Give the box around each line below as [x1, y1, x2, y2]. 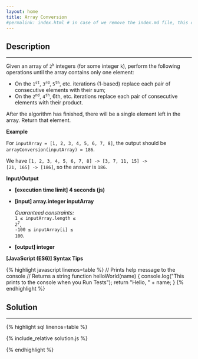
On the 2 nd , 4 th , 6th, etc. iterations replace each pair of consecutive [14, 93, 178, 100]
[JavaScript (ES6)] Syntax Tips [6, 255, 84, 262]
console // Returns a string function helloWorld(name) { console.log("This [6, 272, 184, 280]
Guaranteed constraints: [14, 209, 74, 216]
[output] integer [14, 243, 55, 251]
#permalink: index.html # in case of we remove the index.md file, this [6, 19, 189, 25]
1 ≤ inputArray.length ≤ [14, 216, 76, 222]
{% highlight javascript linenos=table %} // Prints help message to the [6, 266, 176, 274]
